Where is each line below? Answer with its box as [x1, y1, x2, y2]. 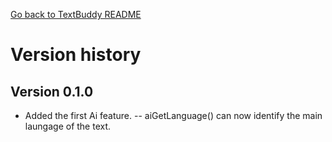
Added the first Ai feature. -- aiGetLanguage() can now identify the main [24, 110, 323, 121]
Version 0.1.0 [10, 83, 94, 100]
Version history [10, 44, 142, 66]
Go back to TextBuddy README [10, 9, 142, 20]
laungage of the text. [24, 120, 112, 132]
